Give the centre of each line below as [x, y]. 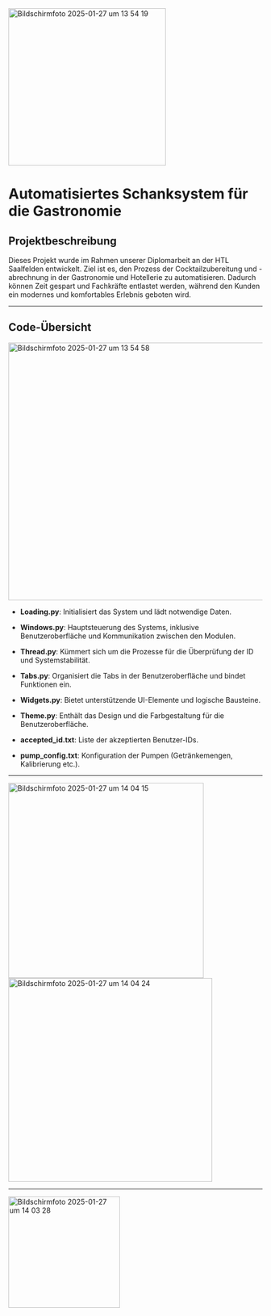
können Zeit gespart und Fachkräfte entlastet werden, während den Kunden [134, 286]
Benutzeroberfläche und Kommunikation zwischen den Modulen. [128, 636]
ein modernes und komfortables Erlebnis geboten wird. [100, 295]
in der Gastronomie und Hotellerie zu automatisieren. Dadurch [153, 277]
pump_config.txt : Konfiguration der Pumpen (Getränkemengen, [126, 755]
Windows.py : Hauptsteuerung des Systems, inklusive [109, 627]
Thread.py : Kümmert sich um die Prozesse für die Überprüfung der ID [137, 651]
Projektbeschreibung [63, 241]
